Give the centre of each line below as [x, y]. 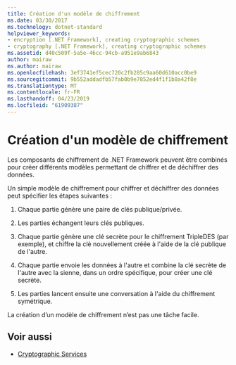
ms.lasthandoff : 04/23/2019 [49, 99]
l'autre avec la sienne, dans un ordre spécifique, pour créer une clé [115, 272]
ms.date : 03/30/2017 [38, 20]
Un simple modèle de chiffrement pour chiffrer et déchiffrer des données [113, 188]
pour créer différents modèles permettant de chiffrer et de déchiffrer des [113, 167]
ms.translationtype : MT [42, 86]
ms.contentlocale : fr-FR [44, 92]
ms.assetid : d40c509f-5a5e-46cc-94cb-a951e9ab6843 [83, 53]
